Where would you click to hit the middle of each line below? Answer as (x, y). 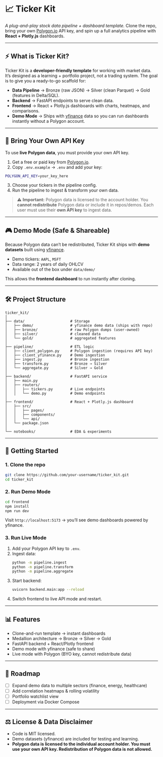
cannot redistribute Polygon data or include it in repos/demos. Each (85, 205)
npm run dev (17, 511)
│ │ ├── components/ (30, 415)
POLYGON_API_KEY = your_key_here (37, 176)
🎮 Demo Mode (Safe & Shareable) (57, 230)
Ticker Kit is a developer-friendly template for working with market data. (78, 70)
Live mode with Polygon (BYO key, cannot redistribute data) (72, 654)
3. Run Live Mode (26, 538)
